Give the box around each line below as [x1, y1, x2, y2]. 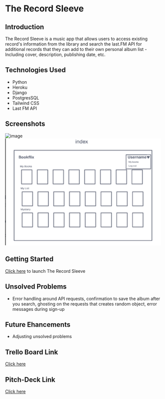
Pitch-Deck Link [5, 375, 56, 384]
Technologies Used [5, 66, 66, 74]
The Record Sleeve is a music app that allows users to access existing [5, 36, 148, 42]
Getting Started [5, 255, 54, 263]
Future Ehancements [5, 320, 71, 329]
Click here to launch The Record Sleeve [5, 268, 85, 274]
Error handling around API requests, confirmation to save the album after [12, 296, 161, 301]
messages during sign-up [12, 306, 65, 312]
